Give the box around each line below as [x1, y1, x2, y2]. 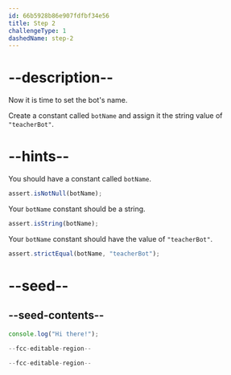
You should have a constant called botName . [8, 174, 151, 184]
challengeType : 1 [8, 26, 67, 35]
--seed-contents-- [8, 308, 105, 322]
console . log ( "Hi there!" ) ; [8, 330, 99, 338]
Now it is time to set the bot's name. [8, 96, 128, 105]
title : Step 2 [8, 19, 56, 27]
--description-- [8, 69, 114, 87]
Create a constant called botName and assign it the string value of [8, 111, 223, 120]
